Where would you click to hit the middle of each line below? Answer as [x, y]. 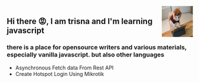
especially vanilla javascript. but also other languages [86, 55]
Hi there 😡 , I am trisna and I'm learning [80, 21]
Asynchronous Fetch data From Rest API [64, 68]
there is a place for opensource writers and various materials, [97, 48]
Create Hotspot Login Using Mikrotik [60, 74]
